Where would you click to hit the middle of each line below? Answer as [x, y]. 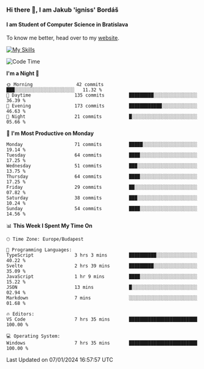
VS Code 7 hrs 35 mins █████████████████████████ [102, 320]
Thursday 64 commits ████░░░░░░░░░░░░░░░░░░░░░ [102, 177]
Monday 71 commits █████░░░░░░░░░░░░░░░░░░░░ [102, 145]
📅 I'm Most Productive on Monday [50, 133]
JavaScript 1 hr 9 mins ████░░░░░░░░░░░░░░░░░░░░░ [102, 277]
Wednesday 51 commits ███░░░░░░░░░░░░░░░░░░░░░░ [102, 166]
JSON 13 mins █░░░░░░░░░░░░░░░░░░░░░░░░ [102, 287]
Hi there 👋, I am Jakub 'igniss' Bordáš [62, 10]
